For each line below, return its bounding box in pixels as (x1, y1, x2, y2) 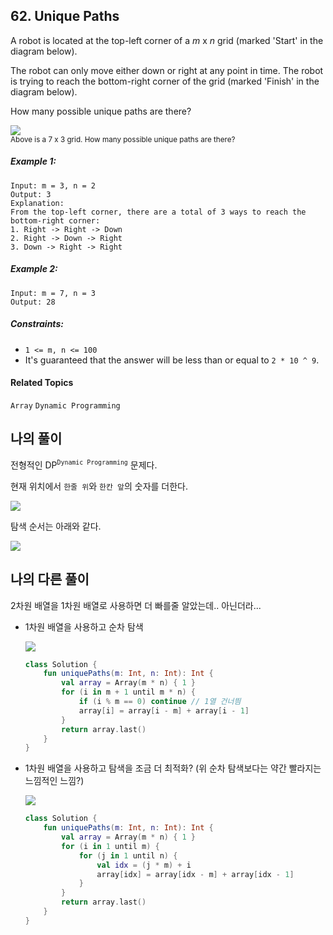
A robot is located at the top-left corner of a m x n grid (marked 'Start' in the (10, 34, 324, 46)
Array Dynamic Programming (10, 400, 121, 411)
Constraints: (10, 318, 64, 330)
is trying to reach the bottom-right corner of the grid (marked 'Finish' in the (10, 75, 320, 87)
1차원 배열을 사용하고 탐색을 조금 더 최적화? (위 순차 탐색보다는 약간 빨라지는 (24, 762, 322, 774)
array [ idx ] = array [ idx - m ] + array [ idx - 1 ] (96, 869, 295, 879)
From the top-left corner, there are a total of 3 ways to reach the (10, 207, 307, 217)
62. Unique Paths (10, 8, 120, 25)
